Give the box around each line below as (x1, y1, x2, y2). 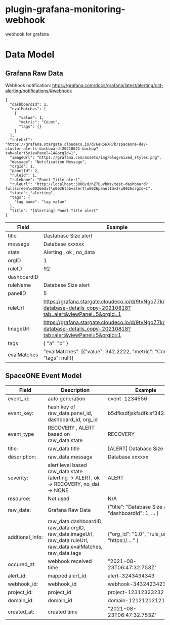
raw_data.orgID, (48, 524, 86, 531)
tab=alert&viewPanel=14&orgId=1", (5, 150, 78, 155)
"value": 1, (18, 115, 44, 120)
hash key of (48, 403, 76, 410)
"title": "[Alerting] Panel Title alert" (10, 208, 99, 213)
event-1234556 (108, 395, 148, 402)
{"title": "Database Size (108, 503, 163, 510)
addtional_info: (8, 533, 43, 540)
